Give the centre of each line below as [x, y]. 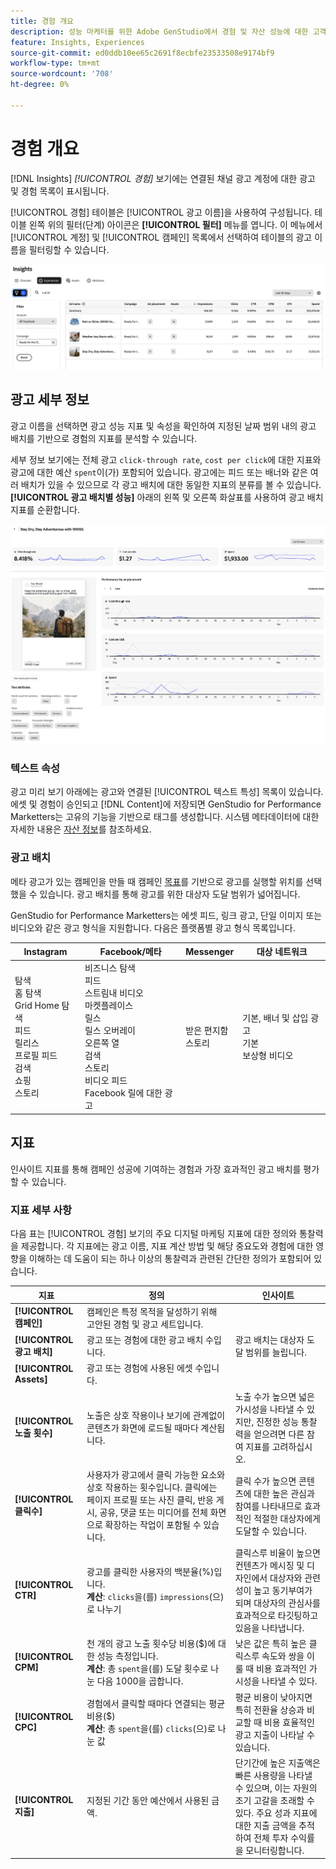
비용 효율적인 [289, 1722]
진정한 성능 [277, 1421]
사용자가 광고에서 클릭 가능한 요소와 [156, 1474]
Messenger [210, 951]
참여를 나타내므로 [268, 1506]
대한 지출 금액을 [265, 1825]
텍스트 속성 [35, 768]
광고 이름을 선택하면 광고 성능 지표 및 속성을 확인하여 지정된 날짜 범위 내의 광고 [163, 426]
